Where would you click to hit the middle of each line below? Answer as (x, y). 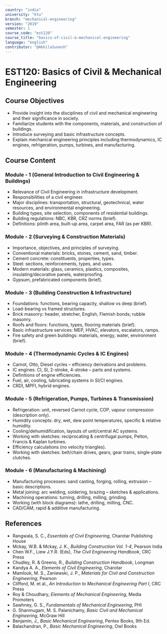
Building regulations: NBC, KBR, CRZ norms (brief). (65, 219)
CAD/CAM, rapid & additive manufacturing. (56, 508)
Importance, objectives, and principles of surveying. (66, 248)
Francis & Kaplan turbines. (39, 441)
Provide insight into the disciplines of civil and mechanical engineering (85, 113)
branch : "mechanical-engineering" (41, 19)
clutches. (22, 457)
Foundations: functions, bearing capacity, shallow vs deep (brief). (80, 303)
